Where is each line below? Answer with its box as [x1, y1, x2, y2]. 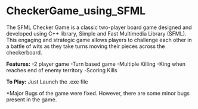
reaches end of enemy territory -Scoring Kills [6, 66, 117, 73]
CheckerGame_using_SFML [6, 4, 146, 18]
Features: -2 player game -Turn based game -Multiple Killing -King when [6, 60, 186, 68]
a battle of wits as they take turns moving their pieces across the [6, 43, 165, 50]
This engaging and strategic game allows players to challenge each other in [6, 36, 192, 43]
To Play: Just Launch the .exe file [6, 78, 88, 85]
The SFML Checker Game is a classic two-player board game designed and [6, 24, 192, 31]
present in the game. [6, 96, 57, 103]
